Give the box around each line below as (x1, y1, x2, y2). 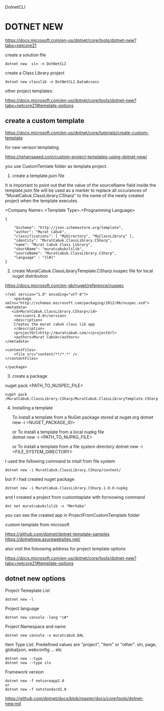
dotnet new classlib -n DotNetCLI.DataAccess (5, 79, 99, 84)
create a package (12, 373, 48, 379)
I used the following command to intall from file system (5, 458, 116, 464)
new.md (5, 700, 21, 707)
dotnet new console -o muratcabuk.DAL (5, 633, 84, 638)
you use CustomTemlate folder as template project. (5, 163, 108, 169)
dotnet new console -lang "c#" (5, 615, 69, 620)
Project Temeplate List (5, 588, 50, 593)
